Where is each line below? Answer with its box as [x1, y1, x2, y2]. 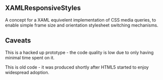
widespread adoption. [5, 69, 50, 75]
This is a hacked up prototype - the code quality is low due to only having [5, 49, 154, 55]
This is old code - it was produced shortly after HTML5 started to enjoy [5, 64, 149, 70]
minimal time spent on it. [5, 54, 55, 60]
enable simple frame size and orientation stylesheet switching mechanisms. [5, 22, 159, 28]
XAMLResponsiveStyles [5, 4, 81, 12]
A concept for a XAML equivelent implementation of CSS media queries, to [5, 17, 156, 23]
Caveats [5, 36, 31, 45]
